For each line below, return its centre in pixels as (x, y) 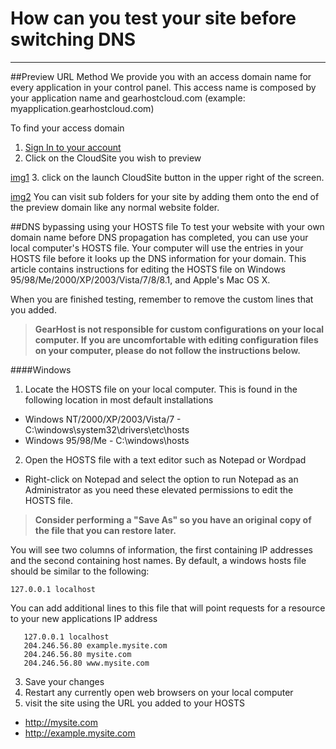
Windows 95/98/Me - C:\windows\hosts (107, 440)
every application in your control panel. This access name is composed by (163, 87)
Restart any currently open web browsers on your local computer (159, 692)
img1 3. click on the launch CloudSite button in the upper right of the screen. (167, 177)
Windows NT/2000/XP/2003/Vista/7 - (103, 419)
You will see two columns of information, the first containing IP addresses (161, 549)
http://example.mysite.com (80, 733)
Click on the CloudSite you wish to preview (113, 158)
